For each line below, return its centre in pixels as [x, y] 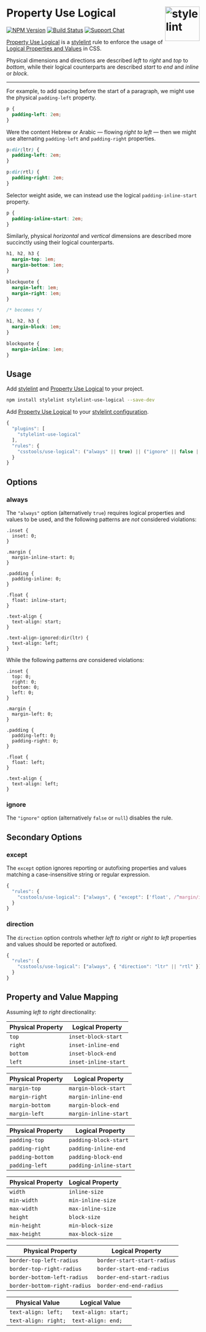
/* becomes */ [25, 310]
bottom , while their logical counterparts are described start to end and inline [103, 67]
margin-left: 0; [32, 714]
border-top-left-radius [44, 1260]
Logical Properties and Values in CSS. [54, 48]
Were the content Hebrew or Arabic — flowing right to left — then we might [101, 132]
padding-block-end [96, 1157]
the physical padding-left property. [51, 97]
